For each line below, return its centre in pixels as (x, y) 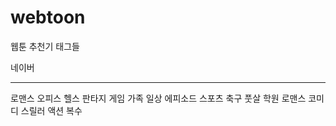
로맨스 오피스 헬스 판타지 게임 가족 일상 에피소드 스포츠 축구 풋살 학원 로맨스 (158, 98)
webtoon (48, 17)
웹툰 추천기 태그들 (45, 46)
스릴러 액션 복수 (51, 110)
